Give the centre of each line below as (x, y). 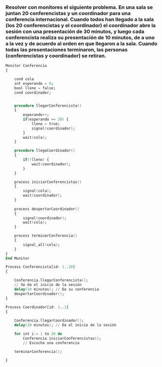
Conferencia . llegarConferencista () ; (51, 280)
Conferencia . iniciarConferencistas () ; (62, 338)
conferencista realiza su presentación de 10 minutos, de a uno (80, 37)
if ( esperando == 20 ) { (46, 120)
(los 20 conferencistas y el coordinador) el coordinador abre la (81, 25)
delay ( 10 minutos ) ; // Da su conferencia (57, 289)
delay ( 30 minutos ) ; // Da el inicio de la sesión (65, 325)
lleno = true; (46, 124)
